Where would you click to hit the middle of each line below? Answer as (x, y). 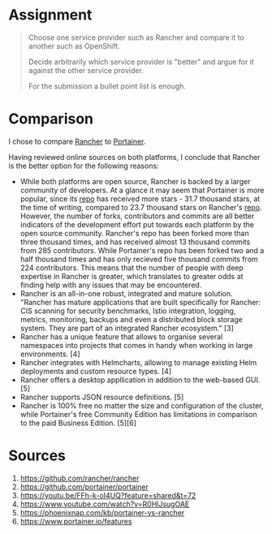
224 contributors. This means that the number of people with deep (132, 267)
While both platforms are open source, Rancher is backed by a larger (135, 181)
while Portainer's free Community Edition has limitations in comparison (138, 414)
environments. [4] (50, 354)
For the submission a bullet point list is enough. (107, 86)
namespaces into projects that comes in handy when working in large (136, 345)
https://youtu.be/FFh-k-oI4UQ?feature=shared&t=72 (108, 495)
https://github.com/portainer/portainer (84, 487)
